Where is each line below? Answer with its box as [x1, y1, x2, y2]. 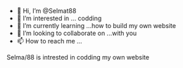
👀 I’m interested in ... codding [16, 14, 102, 22]
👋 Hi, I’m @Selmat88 [16, 7, 77, 15]
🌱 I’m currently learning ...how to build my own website [16, 22, 177, 29]
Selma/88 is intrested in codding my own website [6, 53, 149, 61]
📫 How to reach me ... [16, 37, 82, 45]
